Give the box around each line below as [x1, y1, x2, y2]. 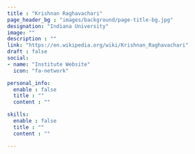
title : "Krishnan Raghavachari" [7, 10, 103, 17]
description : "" [7, 36, 57, 42]
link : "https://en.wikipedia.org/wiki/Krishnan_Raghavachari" [7, 42, 189, 49]
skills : [7, 111, 30, 118]
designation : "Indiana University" [7, 23, 109, 29]
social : [7, 55, 30, 62]
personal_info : [7, 79, 51, 86]
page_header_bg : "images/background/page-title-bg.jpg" [7, 16, 174, 23]
